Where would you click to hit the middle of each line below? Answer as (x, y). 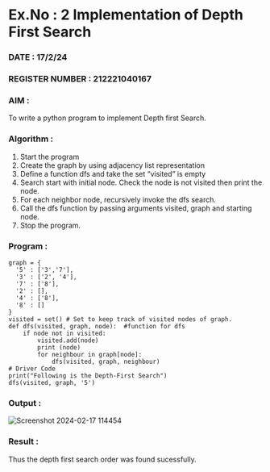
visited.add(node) (68, 340)
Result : (23, 441)
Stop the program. (50, 225)
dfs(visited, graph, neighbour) (106, 361)
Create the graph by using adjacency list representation (112, 165)
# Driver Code (32, 369)
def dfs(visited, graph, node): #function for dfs (97, 326)
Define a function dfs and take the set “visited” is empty (113, 173)
